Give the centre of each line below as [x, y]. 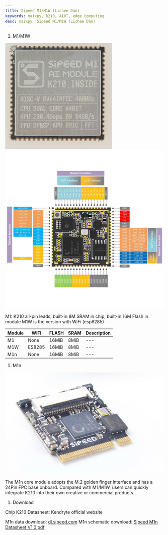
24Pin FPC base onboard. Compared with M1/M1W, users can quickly [77, 487]
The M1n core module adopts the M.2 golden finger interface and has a [79, 482]
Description [98, 333]
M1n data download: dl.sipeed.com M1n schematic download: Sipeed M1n [81, 522]
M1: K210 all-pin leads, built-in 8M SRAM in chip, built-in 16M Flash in [77, 316]
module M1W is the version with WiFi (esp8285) [55, 322]
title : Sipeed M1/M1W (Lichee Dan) [43, 11]
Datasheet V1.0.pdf [25, 527]
